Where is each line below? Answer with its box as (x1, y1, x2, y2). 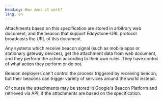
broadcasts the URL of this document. (5, 35, 82, 42)
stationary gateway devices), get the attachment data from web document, (5, 50, 157, 56)
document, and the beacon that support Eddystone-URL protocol (5, 30, 137, 36)
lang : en (5, 12, 23, 17)
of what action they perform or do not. (5, 61, 82, 67)
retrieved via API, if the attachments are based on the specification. (5, 90, 141, 96)
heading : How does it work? (5, 7, 63, 12)
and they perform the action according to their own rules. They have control (5, 55, 159, 61)
